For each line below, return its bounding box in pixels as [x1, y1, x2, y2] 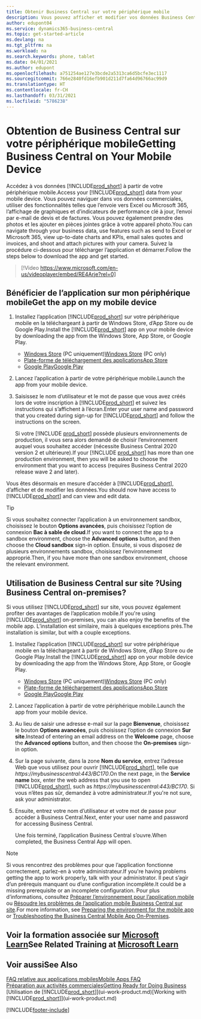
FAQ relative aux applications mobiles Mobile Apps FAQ [6, 976, 141, 983]
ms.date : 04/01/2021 [6, 59, 58, 65]
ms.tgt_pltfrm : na [6, 43, 52, 49]
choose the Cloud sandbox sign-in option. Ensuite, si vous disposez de [6, 541, 182, 549]
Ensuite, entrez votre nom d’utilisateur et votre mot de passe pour [14, 808, 176, 815]
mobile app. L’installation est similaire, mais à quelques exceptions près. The [6, 622, 193, 630]
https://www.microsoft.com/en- [40, 264, 118, 271]
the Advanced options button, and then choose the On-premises [14, 740, 178, 747]
